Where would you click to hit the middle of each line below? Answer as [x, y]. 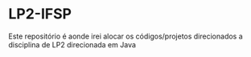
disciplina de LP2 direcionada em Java [72, 44]
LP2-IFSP [40, 14]
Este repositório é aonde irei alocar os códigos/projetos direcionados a [125, 36]
